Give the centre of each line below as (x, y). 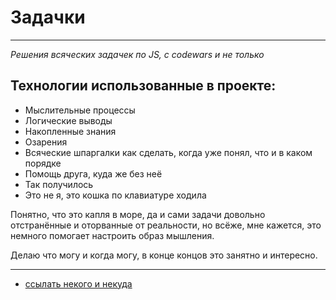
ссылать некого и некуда (78, 283)
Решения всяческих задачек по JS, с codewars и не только (137, 54)
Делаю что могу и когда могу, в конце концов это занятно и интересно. (164, 255)
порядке (43, 163)
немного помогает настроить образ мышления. (112, 235)
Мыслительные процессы (80, 110)
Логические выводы (68, 120)
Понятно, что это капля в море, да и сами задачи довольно (138, 214)
